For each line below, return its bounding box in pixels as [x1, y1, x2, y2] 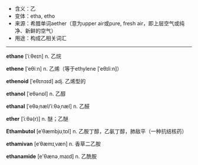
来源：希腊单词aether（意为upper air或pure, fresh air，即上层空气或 [14, 20, 180, 27]
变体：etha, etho [14, 12, 55, 19]
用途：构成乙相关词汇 [14, 35, 67, 41]
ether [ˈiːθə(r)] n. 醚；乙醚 [6, 115, 69, 122]
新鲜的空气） [25, 27, 57, 34]
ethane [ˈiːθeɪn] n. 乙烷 [6, 52, 62, 60]
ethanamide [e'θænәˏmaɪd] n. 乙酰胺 [6, 153, 97, 160]
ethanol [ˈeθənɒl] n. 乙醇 [6, 90, 66, 97]
